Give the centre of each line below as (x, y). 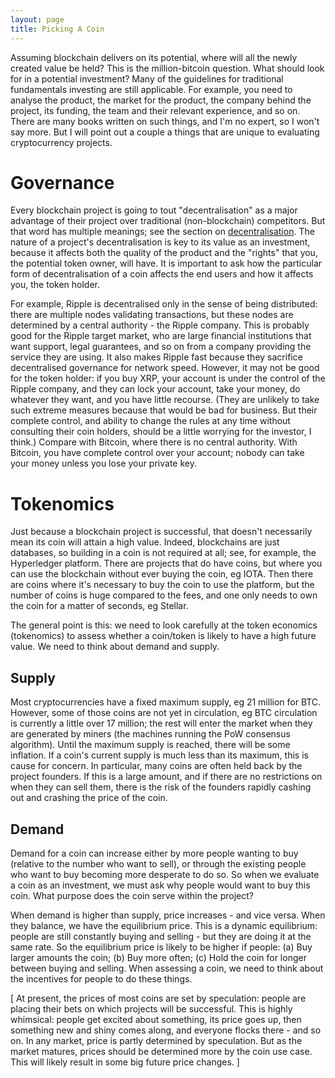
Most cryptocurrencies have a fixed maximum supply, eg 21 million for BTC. (166, 702)
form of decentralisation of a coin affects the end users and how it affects (162, 274)
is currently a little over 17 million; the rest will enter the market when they (161, 723)
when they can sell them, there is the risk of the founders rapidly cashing (161, 787)
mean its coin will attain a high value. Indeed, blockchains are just (145, 542)
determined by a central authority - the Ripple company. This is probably (160, 325)
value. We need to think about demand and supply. (115, 647)
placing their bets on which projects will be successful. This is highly (151, 1009)
